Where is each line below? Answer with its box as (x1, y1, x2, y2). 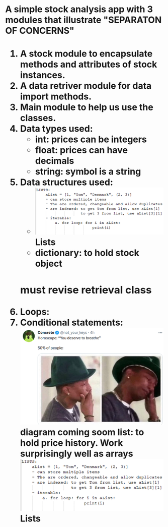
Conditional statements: (20, 317, 123, 328)
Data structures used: (20, 177, 113, 188)
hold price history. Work (20, 437, 123, 448)
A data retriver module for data (20, 80, 152, 92)
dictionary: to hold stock (35, 247, 140, 259)
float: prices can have (35, 145, 128, 156)
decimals (35, 155, 74, 167)
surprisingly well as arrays (20, 448, 133, 459)
